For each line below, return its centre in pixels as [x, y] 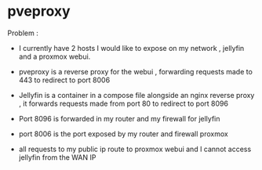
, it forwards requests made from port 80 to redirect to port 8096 [124, 103]
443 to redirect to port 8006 [64, 80]
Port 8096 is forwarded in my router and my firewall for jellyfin [119, 118]
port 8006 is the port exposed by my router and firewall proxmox [123, 134]
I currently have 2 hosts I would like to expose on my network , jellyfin [131, 48]
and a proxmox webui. [55, 56]
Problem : [23, 33]
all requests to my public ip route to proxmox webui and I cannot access [135, 149]
